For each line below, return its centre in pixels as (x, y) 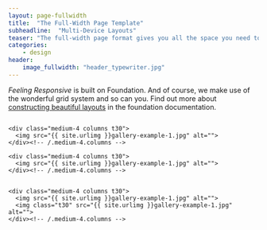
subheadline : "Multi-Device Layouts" (72, 30)
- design (37, 53)
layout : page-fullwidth (48, 16)
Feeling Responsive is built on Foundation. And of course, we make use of (129, 90)
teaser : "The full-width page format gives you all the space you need (129, 38)
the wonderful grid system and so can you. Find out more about (112, 98)
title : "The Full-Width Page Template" (76, 23)
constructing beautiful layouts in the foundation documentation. (112, 107)
